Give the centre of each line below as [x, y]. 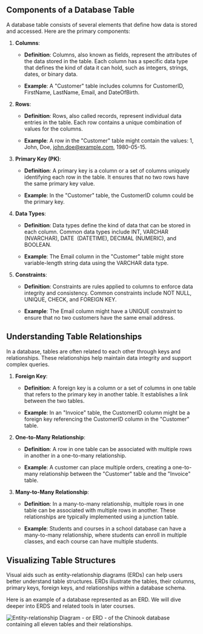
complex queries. [28, 364]
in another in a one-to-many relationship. [75, 455]
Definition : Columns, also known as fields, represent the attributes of [110, 55]
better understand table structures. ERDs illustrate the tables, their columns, [101, 581]
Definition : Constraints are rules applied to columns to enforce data [108, 286]
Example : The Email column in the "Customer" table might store [104, 256]
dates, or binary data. [51, 74]
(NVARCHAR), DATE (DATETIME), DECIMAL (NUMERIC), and [100, 238]
